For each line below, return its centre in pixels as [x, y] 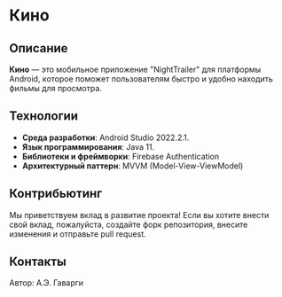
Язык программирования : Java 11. [88, 146]
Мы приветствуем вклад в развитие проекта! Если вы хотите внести [139, 215]
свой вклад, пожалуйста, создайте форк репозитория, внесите [129, 224]
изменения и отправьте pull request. [78, 234]
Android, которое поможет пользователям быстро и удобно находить [141, 79]
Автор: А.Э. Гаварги [47, 283]
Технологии [43, 116]
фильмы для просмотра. [55, 88]
